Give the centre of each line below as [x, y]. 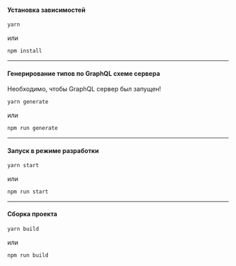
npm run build [28, 255]
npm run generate [33, 128]
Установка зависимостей [46, 10]
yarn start [23, 166]
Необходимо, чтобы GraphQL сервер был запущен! [84, 89]
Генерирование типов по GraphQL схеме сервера [84, 73]
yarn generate [28, 102]
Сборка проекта [32, 214]
